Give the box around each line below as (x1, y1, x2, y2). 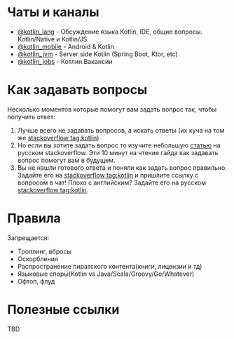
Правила (7, 211, 61, 227)
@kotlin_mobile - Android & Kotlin (17, 42, 114, 51)
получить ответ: (7, 112, 55, 121)
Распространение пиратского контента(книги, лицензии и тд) (17, 262, 202, 270)
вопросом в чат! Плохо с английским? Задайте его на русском (17, 178, 207, 187)
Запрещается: (7, 233, 50, 242)
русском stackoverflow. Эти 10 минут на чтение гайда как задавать (17, 148, 219, 157)
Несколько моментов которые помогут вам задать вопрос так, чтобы (7, 105, 217, 113)
